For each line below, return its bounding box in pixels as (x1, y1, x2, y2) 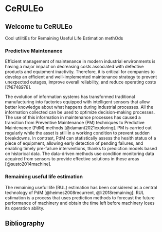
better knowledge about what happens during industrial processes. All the (5, 104, 154, 110)
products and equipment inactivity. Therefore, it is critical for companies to (5, 69, 155, 75)
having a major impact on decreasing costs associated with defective (5, 64, 144, 70)
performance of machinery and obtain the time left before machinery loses (5, 200, 155, 206)
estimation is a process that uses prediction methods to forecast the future (5, 194, 155, 200)
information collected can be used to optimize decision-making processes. (5, 109, 155, 115)
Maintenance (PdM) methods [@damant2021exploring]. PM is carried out (5, 125, 152, 131)
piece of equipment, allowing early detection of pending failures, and (5, 140, 144, 146)
